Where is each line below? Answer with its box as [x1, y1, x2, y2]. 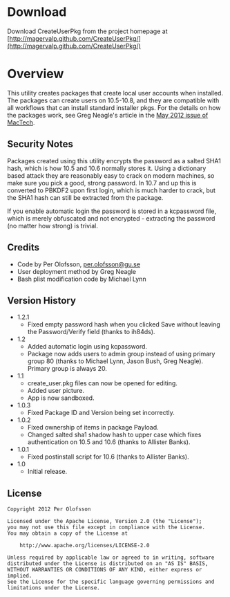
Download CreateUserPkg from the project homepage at [7, 27, 168, 35]
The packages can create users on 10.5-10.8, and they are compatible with [7, 96, 220, 104]
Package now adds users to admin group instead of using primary [27, 350, 215, 358]
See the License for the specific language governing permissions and [7, 578, 215, 585]
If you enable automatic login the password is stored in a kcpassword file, [7, 207, 216, 215]
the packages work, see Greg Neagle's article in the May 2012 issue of [7, 111, 209, 119]
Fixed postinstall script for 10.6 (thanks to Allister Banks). [27, 452, 190, 461]
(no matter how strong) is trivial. [7, 221, 98, 230]
